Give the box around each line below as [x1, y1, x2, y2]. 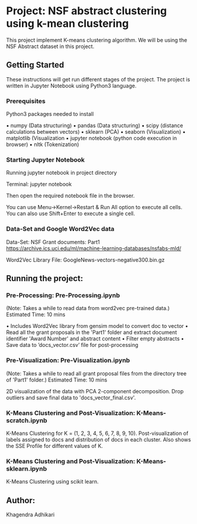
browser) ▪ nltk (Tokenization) [6, 141, 79, 148]
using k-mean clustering [6, 17, 129, 30]
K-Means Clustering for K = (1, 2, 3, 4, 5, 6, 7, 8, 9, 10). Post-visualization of [6, 430, 189, 437]
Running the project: [6, 273, 83, 283]
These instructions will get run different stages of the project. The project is [6, 75, 190, 83]
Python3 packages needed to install [6, 111, 94, 118]
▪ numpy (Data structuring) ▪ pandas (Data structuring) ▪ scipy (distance [6, 122, 183, 129]
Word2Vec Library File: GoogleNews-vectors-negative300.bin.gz [6, 256, 165, 263]
